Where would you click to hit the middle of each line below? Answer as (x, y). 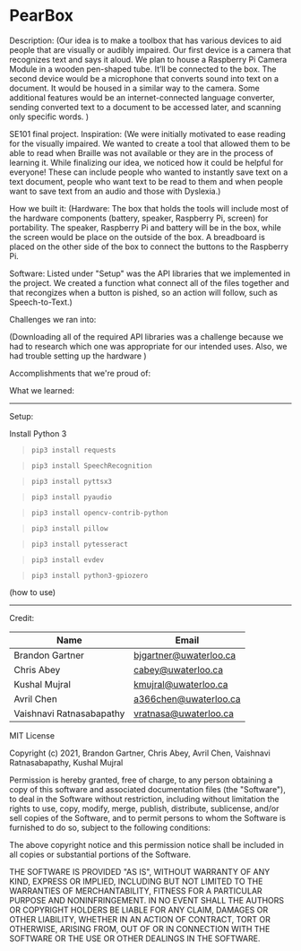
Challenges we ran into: (53, 319)
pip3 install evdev (68, 560)
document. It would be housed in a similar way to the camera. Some (134, 88)
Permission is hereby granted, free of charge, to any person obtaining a (141, 780)
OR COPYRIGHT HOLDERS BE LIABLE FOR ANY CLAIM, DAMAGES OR (139, 910)
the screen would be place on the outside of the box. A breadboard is (138, 237)
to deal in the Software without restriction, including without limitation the (144, 799)
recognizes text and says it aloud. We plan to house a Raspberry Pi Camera (148, 59)
